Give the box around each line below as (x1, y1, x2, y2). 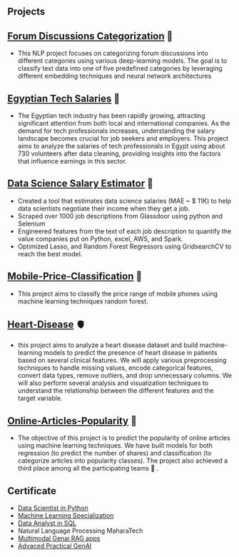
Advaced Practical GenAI (17, 542, 92, 551)
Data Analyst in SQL (17, 519, 77, 528)
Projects (7, 6, 46, 18)
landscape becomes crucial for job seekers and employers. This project (17, 134, 229, 143)
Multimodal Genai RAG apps (17, 534, 101, 543)
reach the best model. (17, 249, 83, 258)
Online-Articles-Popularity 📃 (7, 414, 137, 427)
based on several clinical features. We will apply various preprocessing (17, 356, 227, 365)
